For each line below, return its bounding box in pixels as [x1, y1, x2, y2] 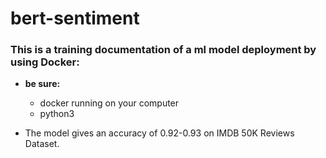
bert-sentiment [10, 7, 140, 30]
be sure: [24, 78, 61, 90]
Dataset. [24, 138, 60, 150]
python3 [39, 108, 75, 120]
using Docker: [10, 55, 80, 69]
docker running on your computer [39, 97, 180, 109]
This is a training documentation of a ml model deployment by [10, 43, 317, 57]
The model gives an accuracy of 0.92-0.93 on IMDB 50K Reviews [24, 127, 295, 139]
